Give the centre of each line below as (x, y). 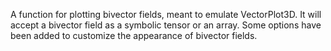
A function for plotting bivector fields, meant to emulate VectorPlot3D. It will (166, 14)
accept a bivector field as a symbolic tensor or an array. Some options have (166, 25)
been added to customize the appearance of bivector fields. (134, 35)
